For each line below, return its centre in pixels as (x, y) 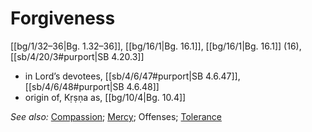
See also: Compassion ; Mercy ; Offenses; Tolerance (116, 116)
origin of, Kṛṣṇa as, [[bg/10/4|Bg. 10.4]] (105, 97)
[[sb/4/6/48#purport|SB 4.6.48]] (92, 86)
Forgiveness (63, 18)
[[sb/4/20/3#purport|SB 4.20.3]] (77, 56)
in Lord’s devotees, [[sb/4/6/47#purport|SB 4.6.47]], (132, 76)
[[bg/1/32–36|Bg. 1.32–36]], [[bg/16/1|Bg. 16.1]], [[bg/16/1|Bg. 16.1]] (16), (156, 46)
